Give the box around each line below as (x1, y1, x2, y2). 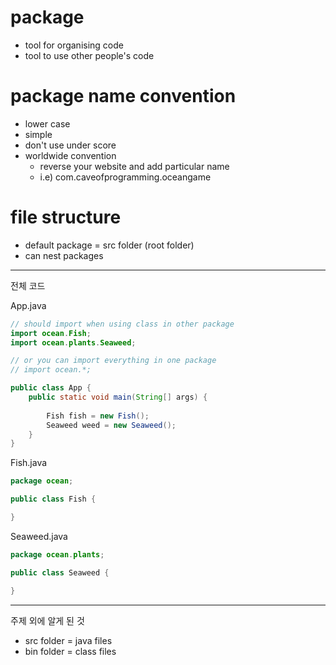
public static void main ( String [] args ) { (28, 392, 208, 403)
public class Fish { (10, 494, 97, 505)
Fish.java (10, 457, 48, 469)
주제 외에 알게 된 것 (10, 614, 85, 626)
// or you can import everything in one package (10, 356, 217, 366)
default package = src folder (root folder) (24, 239, 195, 251)
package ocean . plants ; (10, 549, 105, 560)
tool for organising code (24, 39, 124, 51)
